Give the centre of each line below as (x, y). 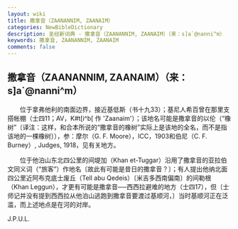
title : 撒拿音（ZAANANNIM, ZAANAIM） (60, 21)
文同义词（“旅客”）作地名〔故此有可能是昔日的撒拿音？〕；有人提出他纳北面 (118, 169)
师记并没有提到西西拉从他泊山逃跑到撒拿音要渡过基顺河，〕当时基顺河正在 (115, 196)
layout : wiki (27, 14)
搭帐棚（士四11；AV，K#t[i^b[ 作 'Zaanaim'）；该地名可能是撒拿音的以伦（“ (116, 118)
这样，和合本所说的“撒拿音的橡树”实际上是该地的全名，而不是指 (134, 127)
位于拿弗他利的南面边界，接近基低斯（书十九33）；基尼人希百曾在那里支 (125, 109)
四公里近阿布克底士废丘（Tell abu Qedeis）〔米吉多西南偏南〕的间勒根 (109, 178)
